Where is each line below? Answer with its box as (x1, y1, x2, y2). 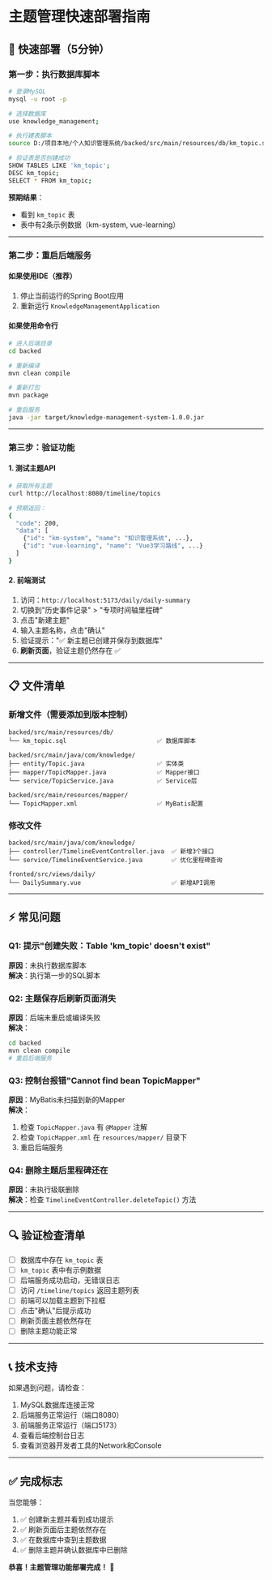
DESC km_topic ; (8, 169, 60, 177)
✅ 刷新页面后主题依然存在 (19, 1525, 107, 1535)
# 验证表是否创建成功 (8, 154, 70, 162)
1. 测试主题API (8, 463, 57, 473)
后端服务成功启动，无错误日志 (19, 1275, 120, 1286)
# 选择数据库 (8, 109, 46, 118)
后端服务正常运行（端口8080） (19, 1410, 124, 1420)
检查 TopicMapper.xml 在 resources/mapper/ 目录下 (19, 1132, 188, 1142)
